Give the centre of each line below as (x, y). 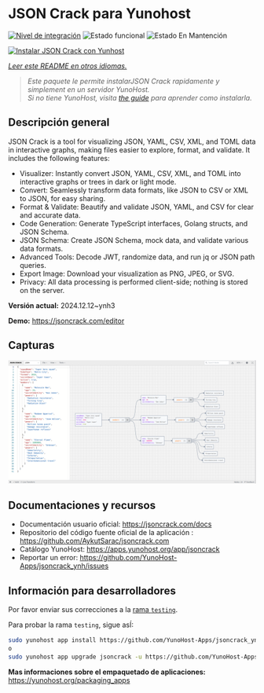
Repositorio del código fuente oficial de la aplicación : (106, 533)
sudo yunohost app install (52, 640)
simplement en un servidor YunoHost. (88, 89)
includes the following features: (59, 158)
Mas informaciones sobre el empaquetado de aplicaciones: (107, 672)
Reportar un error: (49, 558)
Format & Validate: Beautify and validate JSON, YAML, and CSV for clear (136, 207)
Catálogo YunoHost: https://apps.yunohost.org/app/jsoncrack (119, 549)
